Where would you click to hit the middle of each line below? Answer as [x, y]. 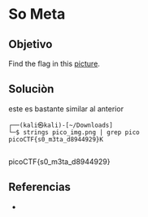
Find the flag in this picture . [54, 63]
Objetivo [30, 44]
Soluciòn [31, 89]
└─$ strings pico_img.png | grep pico [74, 132]
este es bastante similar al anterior [66, 108]
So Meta [37, 14]
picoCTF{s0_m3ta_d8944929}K [56, 139]
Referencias [40, 187]
